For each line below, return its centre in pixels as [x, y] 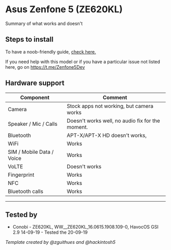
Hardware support [35, 83]
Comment [115, 97]
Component [35, 97]
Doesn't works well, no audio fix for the [113, 121]
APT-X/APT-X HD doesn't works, [107, 135]
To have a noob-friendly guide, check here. [51, 51]
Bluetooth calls [25, 191]
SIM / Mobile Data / [31, 152]
